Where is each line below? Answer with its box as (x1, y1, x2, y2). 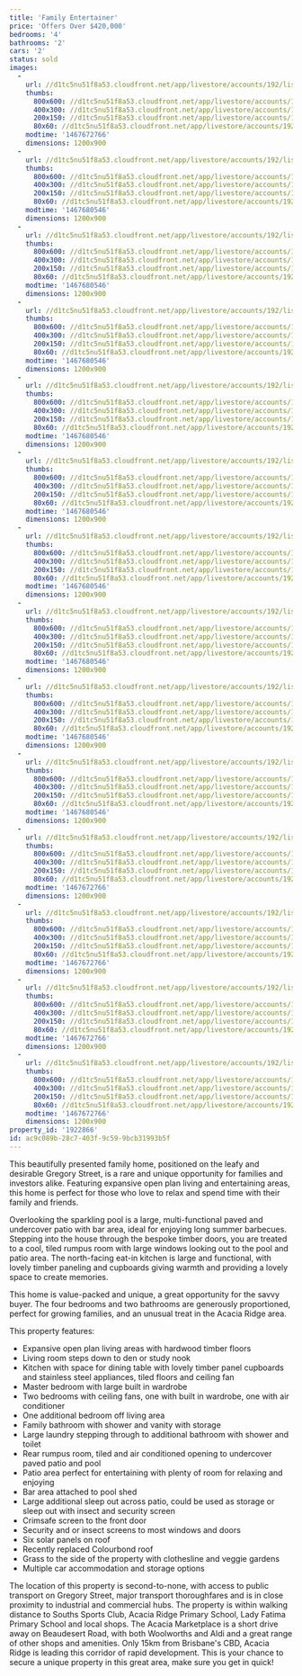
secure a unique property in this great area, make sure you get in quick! (9, 1656, 274, 1667)
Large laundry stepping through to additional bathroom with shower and (22, 1429, 289, 1439)
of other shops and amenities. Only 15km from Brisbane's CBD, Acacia (9, 1637, 270, 1648)
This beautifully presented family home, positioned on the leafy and (9, 1158, 260, 1170)
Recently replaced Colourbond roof (22, 1544, 154, 1555)
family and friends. (9, 1197, 79, 1207)
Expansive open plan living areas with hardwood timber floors (22, 1342, 252, 1354)
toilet (22, 1438, 42, 1449)
